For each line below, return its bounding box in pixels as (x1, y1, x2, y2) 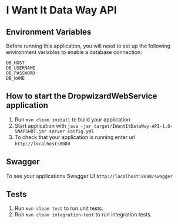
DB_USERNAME (6, 65, 35, 71)
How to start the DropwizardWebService (6, 91, 157, 101)
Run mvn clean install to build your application (14, 116, 130, 123)
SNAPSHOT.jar (14, 128, 47, 134)
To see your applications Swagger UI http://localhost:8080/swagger (6, 172, 173, 179)
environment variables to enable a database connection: (6, 49, 142, 56)
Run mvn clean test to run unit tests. (14, 205, 104, 212)
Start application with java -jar (14, 122, 92, 129)
